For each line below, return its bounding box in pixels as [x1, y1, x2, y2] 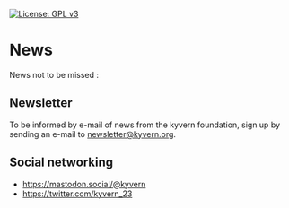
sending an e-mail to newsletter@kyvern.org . [9, 128, 177, 139]
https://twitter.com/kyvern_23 [22, 188, 133, 199]
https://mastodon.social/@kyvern [22, 178, 146, 189]
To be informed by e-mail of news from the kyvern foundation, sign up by [9, 119, 281, 130]
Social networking [9, 155, 114, 170]
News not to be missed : [9, 69, 100, 80]
